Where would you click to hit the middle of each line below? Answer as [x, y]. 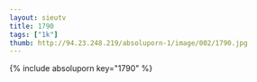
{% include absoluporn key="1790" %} [81, 68]
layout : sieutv [38, 18]
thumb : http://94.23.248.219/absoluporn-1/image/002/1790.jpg [128, 43]
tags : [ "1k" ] [34, 34]
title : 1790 [32, 26]
